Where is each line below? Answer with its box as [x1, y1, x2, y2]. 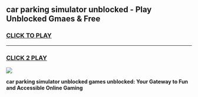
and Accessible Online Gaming [6, 84, 83, 91]
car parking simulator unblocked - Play [6, 5, 152, 15]
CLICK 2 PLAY [6, 53, 47, 62]
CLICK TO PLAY [6, 32, 52, 40]
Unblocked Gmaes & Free [6, 14, 101, 24]
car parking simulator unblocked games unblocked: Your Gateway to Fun [6, 78, 189, 85]
